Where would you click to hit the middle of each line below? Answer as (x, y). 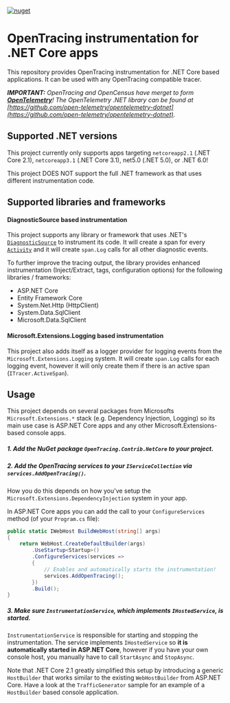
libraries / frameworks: (39, 278)
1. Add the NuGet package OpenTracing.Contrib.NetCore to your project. (111, 448)
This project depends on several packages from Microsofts (91, 411)
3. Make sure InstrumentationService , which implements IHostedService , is (115, 610)
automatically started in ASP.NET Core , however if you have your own (107, 650)
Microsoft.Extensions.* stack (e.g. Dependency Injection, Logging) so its (111, 419)
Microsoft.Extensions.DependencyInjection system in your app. (97, 498)
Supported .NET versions (62, 136)
